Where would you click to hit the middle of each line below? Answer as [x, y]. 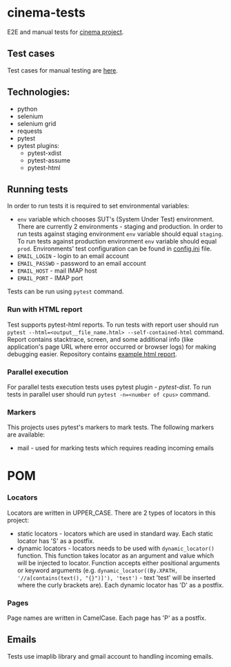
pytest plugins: [38, 145]
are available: [26, 435]
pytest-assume [49, 160]
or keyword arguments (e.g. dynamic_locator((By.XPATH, [97, 570]
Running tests [38, 189]
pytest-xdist [44, 153]
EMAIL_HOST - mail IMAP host [57, 271]
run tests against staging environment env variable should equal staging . [120, 234]
